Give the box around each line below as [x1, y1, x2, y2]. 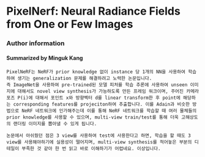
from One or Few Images [6, 17, 133, 31]
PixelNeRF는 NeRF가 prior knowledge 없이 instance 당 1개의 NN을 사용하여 [6, 69, 185, 75]
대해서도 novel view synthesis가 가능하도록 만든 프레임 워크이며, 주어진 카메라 [17, 89, 199, 95]
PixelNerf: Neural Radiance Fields [6, 4, 181, 18]
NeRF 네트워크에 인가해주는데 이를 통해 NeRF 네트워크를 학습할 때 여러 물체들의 [21, 108, 197, 114]
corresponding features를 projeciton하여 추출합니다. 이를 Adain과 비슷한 [13, 101, 190, 108]
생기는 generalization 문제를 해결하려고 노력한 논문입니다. [17, 75, 152, 82]
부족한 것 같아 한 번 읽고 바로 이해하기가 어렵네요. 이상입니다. [21, 145, 161, 152]
